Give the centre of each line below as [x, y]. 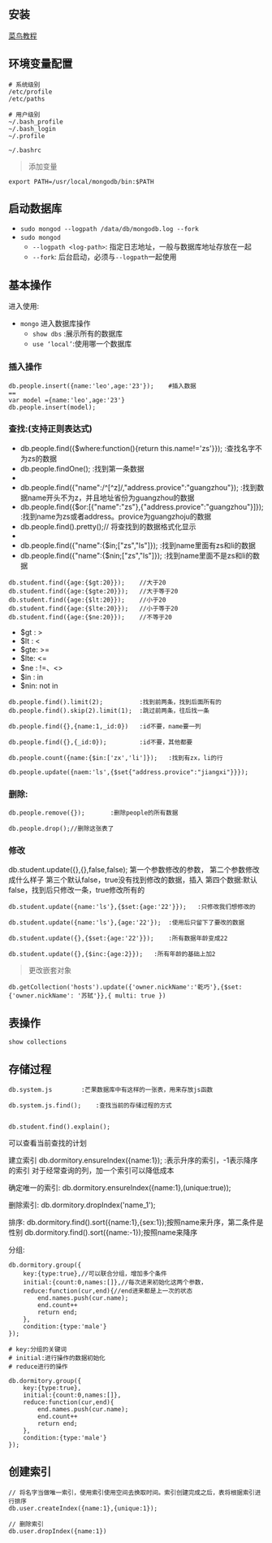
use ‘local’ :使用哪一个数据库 [82, 344]
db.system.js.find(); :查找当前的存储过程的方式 [90, 1106]
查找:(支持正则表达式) [51, 429]
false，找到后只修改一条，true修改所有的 [77, 890]
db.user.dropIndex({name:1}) [58, 1531]
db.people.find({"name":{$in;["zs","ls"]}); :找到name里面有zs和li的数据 [138, 545]
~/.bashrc [25, 150]
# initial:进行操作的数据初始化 [57, 1358]
